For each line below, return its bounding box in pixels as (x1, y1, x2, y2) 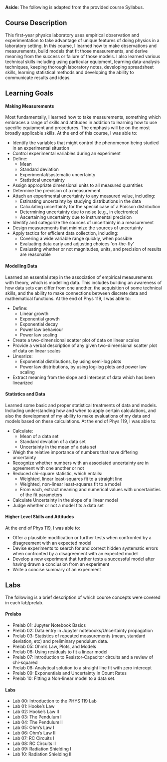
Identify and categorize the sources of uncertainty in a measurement (12, 220, 154, 226)
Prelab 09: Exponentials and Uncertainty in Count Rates (12, 670, 127, 676)
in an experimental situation (12, 145, 70, 151)
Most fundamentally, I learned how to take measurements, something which (5, 114, 161, 120)
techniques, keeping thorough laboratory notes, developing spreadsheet (5, 64, 154, 70)
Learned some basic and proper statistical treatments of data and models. (5, 402, 158, 408)
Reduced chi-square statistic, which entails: (12, 470, 103, 476)
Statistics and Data (5, 391, 46, 397)
